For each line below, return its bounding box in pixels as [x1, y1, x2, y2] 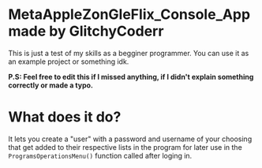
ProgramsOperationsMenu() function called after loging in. [8, 151, 193, 160]
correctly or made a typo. [8, 80, 93, 90]
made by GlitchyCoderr [8, 22, 164, 40]
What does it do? [8, 108, 122, 126]
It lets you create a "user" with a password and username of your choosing [8, 134, 253, 144]
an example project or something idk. [8, 57, 129, 66]
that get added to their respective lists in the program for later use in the [8, 142, 242, 151]
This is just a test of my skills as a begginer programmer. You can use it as [8, 48, 249, 58]
